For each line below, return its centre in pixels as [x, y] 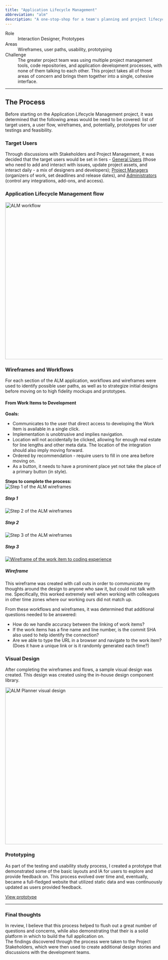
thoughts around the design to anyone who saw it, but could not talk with [80, 589]
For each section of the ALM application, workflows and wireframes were [81, 380]
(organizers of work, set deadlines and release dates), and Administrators [81, 175]
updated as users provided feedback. [44, 887]
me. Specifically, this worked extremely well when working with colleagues [82, 594]
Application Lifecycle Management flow [54, 194]
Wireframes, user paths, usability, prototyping [65, 50]
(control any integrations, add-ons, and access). [55, 181]
